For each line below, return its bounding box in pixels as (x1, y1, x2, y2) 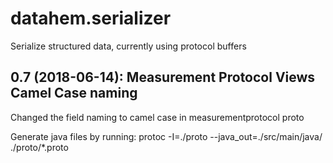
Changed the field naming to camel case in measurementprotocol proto (10, 111, 305, 123)
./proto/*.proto (10, 141, 69, 153)
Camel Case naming (10, 85, 138, 102)
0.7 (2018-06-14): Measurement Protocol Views (10, 69, 316, 86)
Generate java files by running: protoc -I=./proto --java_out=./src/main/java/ (10, 130, 323, 142)
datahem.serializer (10, 7, 172, 30)
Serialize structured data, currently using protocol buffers (10, 40, 247, 52)
